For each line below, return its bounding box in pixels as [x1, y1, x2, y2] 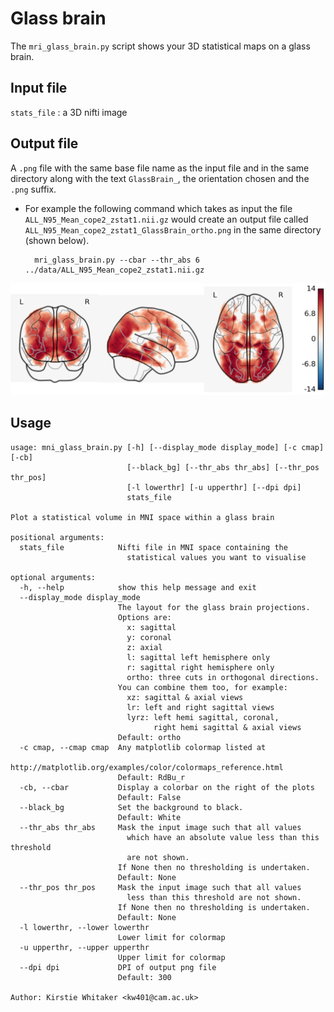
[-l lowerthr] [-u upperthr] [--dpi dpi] [126, 482, 302, 492]
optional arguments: [10, 572, 97, 582]
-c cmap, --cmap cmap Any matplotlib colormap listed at [19, 742, 267, 752]
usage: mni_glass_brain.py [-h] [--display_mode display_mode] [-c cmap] [10, 442, 325, 452]
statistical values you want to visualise [126, 552, 307, 562]
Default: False [117, 792, 182, 802]
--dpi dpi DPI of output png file [19, 962, 217, 972]
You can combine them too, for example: [117, 682, 288, 692]
